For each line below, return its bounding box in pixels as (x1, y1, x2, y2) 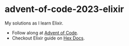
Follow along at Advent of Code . (11, 29, 78, 35)
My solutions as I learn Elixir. (4, 20, 63, 26)
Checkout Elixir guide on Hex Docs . (11, 35, 85, 41)
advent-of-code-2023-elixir (4, 3, 124, 15)
